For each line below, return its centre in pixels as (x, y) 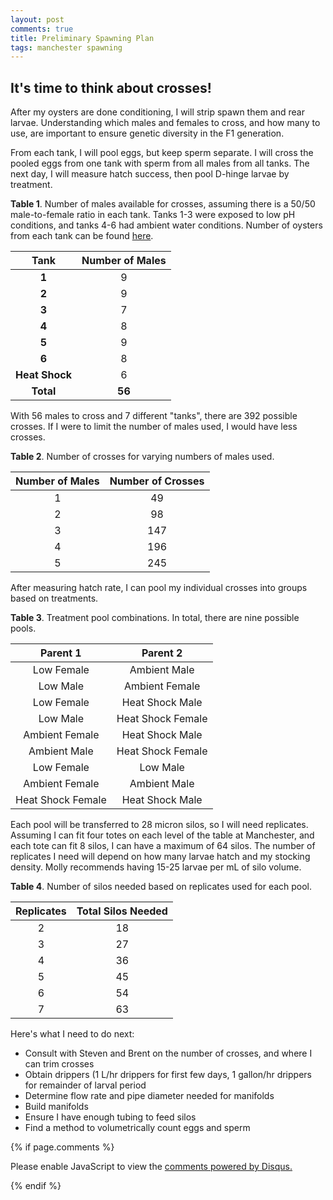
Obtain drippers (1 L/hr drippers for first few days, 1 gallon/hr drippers (168, 1075)
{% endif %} (36, 1186)
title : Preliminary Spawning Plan (82, 38)
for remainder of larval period (85, 1085)
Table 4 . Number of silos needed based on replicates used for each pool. (161, 887)
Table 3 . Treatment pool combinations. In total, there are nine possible (155, 618)
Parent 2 (162, 653)
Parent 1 (61, 653)
